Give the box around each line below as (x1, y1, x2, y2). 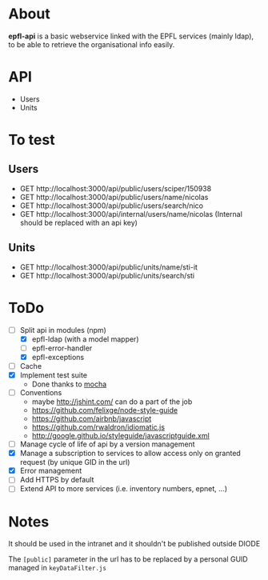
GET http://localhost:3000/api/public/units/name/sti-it (19, 262, 198, 272)
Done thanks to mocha (31, 379, 107, 389)
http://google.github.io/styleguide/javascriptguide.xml (31, 431, 210, 441)
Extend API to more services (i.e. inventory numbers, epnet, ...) (19, 484, 228, 494)
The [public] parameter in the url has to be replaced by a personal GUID (8, 554, 248, 564)
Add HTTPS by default (19, 475, 94, 485)
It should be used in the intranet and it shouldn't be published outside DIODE (8, 539, 261, 549)
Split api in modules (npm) (19, 325, 106, 334)
